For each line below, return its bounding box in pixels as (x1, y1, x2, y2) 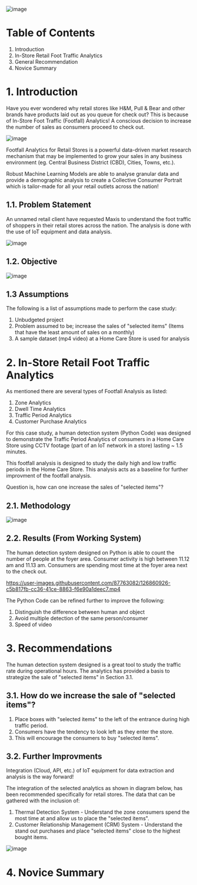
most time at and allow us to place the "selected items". (14, 815, 149, 822)
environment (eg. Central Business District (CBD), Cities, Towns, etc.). (6, 159, 175, 166)
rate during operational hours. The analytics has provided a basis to (6, 667, 171, 675)
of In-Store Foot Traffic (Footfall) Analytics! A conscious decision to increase (6, 117, 192, 124)
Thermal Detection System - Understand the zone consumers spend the (14, 808, 190, 816)
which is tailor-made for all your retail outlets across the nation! (6, 183, 159, 190)
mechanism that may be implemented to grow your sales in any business (6, 152, 182, 159)
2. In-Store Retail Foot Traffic (6, 356, 150, 369)
